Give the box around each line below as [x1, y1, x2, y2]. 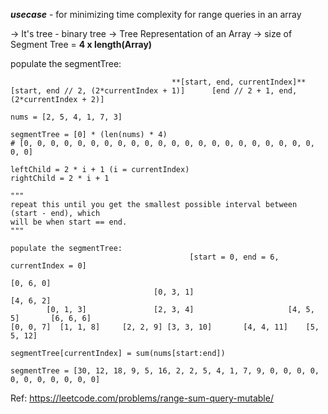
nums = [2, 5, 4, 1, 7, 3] [10, 112, 123, 122]
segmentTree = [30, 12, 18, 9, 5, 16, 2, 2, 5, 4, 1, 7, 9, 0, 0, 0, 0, [10, 366, 320, 376]
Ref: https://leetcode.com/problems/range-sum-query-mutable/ [10, 392, 274, 404]
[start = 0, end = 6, [189, 252, 280, 262]
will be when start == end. [10, 217, 128, 227]
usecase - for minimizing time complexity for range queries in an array [10, 9, 302, 20]
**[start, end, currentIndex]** [171, 77, 307, 87]
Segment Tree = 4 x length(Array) [10, 39, 153, 50]
